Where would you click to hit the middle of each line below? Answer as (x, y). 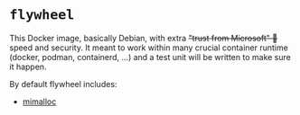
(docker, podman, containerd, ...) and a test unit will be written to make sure (150, 57)
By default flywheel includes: (63, 84)
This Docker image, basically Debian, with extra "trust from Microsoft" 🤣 (144, 38)
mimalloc (39, 102)
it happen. (28, 66)
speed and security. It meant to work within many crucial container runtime (149, 48)
